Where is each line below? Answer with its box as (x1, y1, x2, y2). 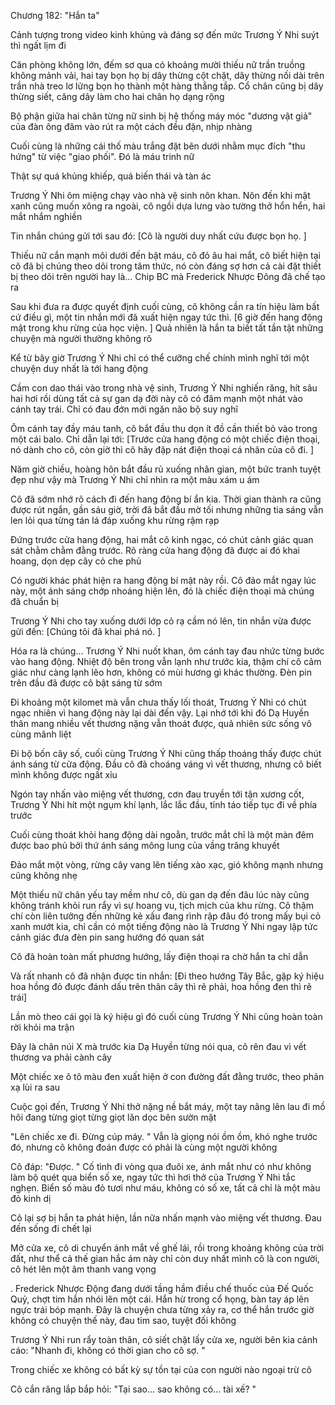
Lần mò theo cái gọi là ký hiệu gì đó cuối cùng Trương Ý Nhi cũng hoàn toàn (10, 1011, 323, 1022)
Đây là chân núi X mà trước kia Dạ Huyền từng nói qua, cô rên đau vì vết (10, 1041, 307, 1052)
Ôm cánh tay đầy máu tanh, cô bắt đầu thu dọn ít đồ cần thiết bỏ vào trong (10, 423, 318, 434)
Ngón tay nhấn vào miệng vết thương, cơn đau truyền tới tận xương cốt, (10, 788, 305, 800)
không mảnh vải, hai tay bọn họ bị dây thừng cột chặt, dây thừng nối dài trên (10, 70, 325, 81)
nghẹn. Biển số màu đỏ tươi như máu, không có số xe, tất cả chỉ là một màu (10, 1182, 321, 1194)
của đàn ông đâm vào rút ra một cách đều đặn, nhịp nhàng (10, 121, 253, 132)
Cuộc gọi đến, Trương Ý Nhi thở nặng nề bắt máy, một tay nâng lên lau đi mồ (10, 1101, 326, 1112)
